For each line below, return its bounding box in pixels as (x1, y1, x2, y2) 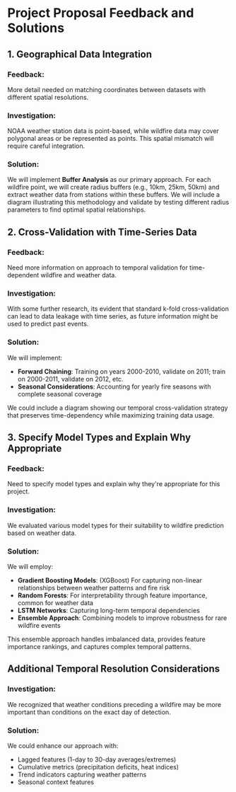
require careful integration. (7, 142, 85, 150)
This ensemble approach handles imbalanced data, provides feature (7, 635, 206, 643)
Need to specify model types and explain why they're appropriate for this (7, 480, 220, 488)
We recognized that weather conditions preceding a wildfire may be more (7, 700, 221, 708)
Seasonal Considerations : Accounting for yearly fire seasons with (17, 382, 211, 391)
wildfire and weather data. (40, 271, 117, 280)
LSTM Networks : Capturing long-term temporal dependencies (17, 607, 200, 615)
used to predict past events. (7, 320, 89, 328)
